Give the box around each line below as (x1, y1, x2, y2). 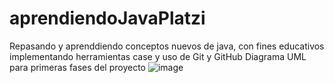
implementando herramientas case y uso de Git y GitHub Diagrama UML (9, 50, 307, 62)
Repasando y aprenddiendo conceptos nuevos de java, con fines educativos (9, 40, 325, 52)
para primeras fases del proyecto (9, 61, 146, 73)
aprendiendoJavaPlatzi (9, 7, 206, 30)
